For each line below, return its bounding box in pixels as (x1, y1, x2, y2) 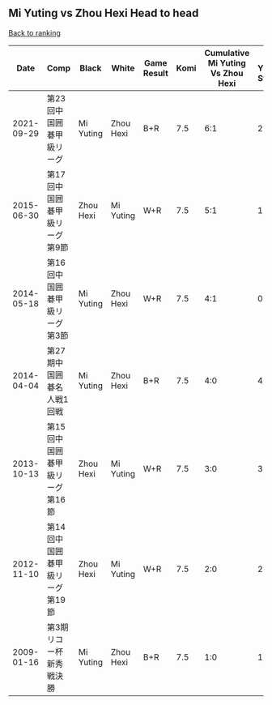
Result (142, 67, 168, 79)
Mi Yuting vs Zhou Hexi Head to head (8, 6, 199, 20)
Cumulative (204, 47, 250, 58)
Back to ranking (8, 28, 61, 37)
